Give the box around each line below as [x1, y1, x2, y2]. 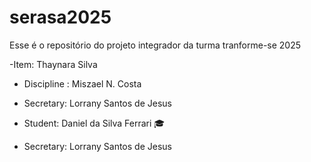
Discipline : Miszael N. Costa [23, 77, 142, 90]
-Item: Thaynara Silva [9, 58, 98, 70]
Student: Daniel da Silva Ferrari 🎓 [23, 117, 166, 129]
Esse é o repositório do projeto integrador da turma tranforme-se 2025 [9, 39, 302, 51]
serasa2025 [9, 6, 112, 29]
